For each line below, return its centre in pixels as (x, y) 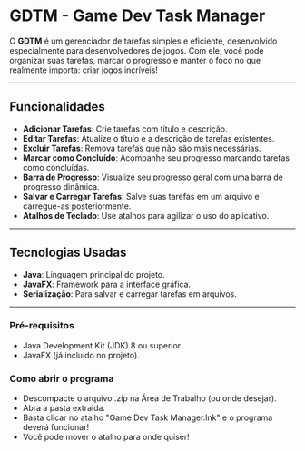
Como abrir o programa (62, 378)
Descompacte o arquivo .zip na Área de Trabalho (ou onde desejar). (149, 398)
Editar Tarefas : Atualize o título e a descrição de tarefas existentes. (148, 138)
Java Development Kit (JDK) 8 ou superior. (103, 345)
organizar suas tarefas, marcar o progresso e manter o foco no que (135, 60)
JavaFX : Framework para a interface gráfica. (107, 284)
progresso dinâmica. (61, 186)
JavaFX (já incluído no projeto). (81, 355)
